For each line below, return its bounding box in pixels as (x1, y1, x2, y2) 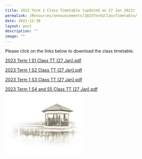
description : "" (5, 29, 38, 34)
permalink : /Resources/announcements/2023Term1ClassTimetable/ (5, 13, 138, 18)
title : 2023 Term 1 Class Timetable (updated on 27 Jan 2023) (5, 8, 135, 13)
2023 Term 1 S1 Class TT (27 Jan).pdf (5, 58, 82, 64)
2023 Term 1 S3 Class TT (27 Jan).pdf (5, 77, 83, 82)
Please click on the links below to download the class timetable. (5, 48, 134, 54)
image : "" (5, 34, 26, 39)
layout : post (5, 24, 32, 29)
